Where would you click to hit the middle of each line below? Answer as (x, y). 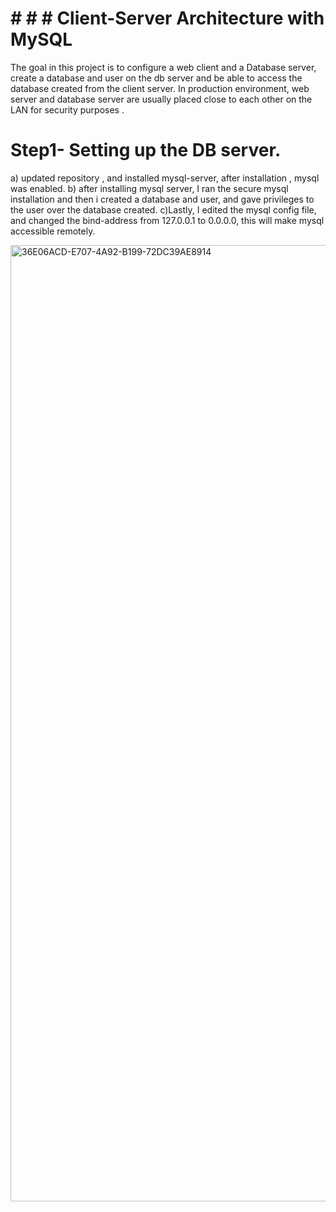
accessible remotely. (53, 231)
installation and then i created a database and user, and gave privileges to (162, 199)
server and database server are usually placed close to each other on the (161, 99)
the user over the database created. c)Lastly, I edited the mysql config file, (163, 209)
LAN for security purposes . (67, 109)
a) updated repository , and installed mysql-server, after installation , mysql (165, 178)
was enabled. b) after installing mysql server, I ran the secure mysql (149, 188)
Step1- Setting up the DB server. (146, 150)
